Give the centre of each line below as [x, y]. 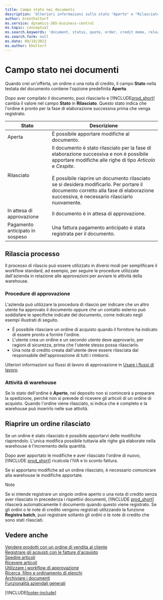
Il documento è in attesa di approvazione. [99, 213]
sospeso [17, 237]
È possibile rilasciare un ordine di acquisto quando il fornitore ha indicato [85, 329]
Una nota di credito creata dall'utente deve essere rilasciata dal [75, 350]
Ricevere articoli [21, 562]
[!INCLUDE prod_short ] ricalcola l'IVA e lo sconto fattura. [62, 460]
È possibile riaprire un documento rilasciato [101, 178]
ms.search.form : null [27, 37]
